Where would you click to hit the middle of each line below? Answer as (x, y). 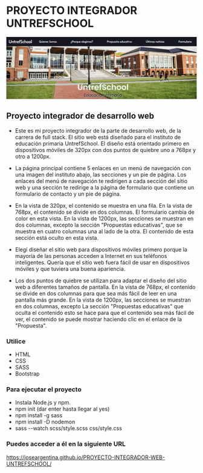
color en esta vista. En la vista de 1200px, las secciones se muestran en (104, 218)
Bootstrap (27, 374)
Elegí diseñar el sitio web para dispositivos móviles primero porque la (101, 250)
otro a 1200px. (33, 156)
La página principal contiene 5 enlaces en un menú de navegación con (103, 168)
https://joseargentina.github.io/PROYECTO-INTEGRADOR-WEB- (85, 457)
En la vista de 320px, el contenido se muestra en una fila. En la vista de (103, 205)
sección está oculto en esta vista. (56, 237)
